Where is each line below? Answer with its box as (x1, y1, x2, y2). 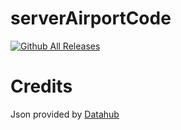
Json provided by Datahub (10, 108, 120, 120)
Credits (10, 75, 73, 98)
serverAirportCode (10, 7, 172, 30)
